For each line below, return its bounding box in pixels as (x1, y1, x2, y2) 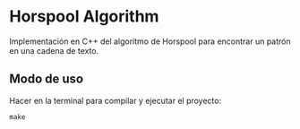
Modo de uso (9, 72, 83, 87)
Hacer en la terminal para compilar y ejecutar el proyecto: (9, 95, 222, 106)
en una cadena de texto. (9, 45, 99, 56)
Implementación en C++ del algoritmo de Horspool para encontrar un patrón (9, 36, 291, 47)
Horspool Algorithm (9, 6, 159, 27)
